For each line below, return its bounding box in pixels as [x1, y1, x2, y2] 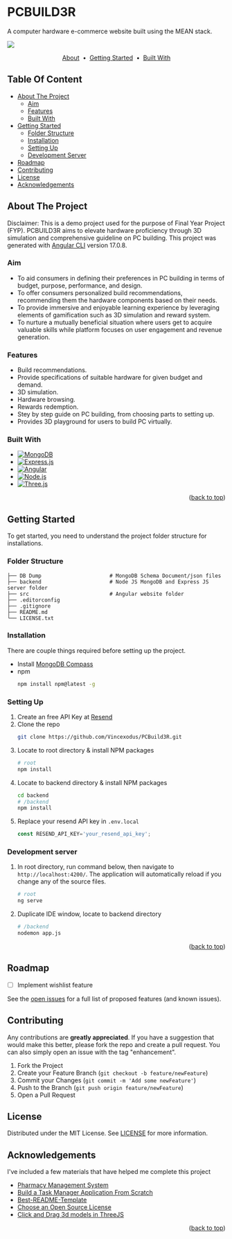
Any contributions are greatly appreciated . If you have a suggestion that [7, 1033, 215, 1042]
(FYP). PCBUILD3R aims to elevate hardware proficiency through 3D [7, 226, 202, 234]
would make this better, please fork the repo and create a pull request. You [7, 1040, 220, 1048]
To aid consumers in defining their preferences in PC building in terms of [17, 274, 225, 282]
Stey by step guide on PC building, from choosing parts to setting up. [17, 410, 215, 419]
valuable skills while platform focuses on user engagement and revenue [17, 325, 223, 333]
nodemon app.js [17, 930, 62, 937]
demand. [17, 380, 43, 389]
